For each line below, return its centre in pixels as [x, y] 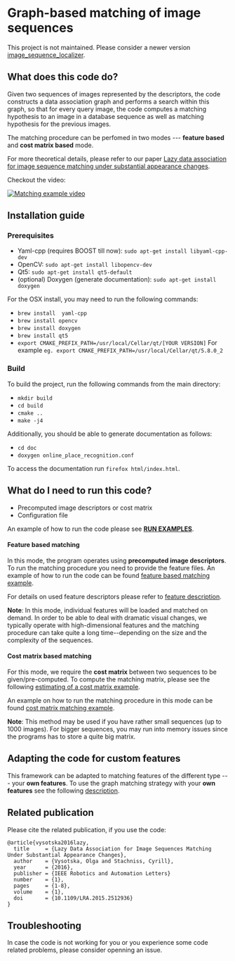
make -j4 [30, 420]
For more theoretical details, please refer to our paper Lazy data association [117, 158]
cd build [30, 406]
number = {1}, [39, 879]
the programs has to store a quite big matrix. [72, 736]
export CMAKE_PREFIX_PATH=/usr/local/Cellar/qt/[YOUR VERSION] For [117, 343]
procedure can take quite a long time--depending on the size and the [107, 632]
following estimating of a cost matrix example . [74, 686]
